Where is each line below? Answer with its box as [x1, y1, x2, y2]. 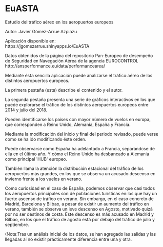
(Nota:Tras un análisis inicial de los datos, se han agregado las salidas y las [5, 231, 156, 237]
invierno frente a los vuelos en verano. [5, 176, 82, 182]
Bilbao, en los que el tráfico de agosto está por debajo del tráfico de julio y [5, 216, 155, 222]
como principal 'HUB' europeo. [5, 156, 67, 162]
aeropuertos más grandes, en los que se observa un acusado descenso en [5, 170, 156, 176]
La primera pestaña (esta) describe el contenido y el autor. [5, 87, 123, 93]
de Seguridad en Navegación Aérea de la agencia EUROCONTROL [5, 58, 139, 63]
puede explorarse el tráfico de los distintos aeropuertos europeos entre [5, 102, 149, 107]
